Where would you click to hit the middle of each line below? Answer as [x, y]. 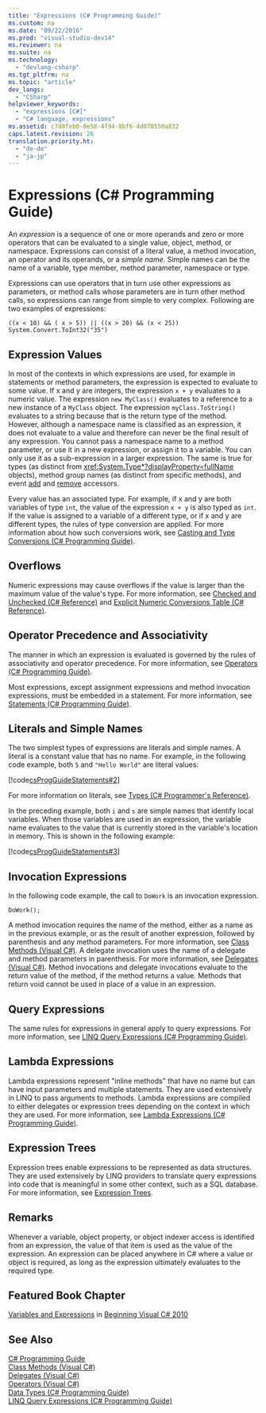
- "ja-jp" [31, 156]
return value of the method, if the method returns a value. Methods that [125, 976]
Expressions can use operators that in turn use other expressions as [120, 284]
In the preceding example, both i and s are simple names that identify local [131, 811]
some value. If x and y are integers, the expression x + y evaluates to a [124, 391]
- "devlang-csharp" [48, 68]
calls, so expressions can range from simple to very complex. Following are [131, 300]
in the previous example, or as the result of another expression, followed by [132, 934]
